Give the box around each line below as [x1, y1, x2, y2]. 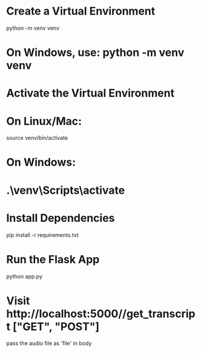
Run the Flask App [6, 252, 100, 266]
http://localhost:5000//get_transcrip [6, 307, 196, 320]
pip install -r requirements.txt [6, 231, 79, 238]
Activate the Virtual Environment [6, 86, 174, 100]
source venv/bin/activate [6, 134, 68, 142]
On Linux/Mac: [6, 114, 82, 128]
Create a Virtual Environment [6, 4, 156, 18]
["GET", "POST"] [12, 320, 100, 334]
